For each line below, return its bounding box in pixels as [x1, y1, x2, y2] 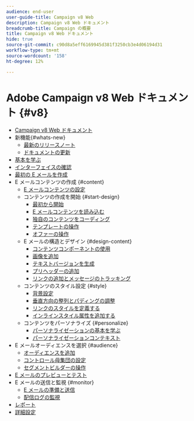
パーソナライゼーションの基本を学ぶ [32, 327, 121, 334]
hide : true [6, 36, 33, 42]
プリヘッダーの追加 [32, 268, 80, 275]
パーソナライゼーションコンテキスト [32, 334, 121, 341]
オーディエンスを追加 [23, 349, 76, 356]
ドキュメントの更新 [23, 149, 71, 156]
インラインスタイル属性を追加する [32, 312, 116, 319]
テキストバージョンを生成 [32, 260, 95, 267]
